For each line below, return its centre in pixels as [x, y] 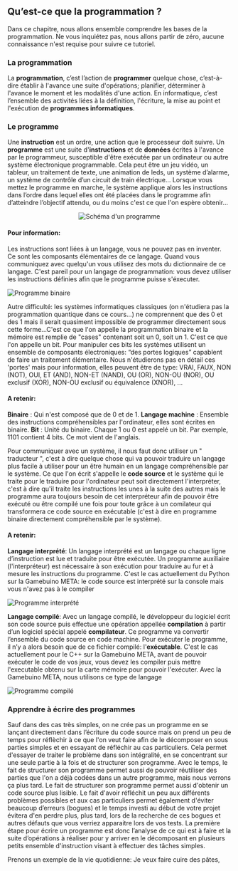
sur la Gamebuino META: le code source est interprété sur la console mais [115, 581]
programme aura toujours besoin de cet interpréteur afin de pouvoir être [113, 496]
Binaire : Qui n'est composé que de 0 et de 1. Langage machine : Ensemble [118, 414]
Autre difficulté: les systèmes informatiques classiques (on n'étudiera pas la [118, 306]
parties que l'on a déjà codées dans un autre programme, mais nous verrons [119, 778]
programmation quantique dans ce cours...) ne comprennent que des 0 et [115, 314]
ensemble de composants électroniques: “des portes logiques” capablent [115, 352]
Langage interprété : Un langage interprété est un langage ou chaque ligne [117, 551]
